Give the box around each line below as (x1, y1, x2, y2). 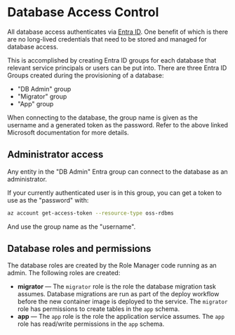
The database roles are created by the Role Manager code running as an (7, 261, 217, 270)
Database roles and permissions (7, 243, 152, 255)
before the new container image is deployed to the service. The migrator (17, 297, 228, 306)
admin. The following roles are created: (7, 269, 121, 277)
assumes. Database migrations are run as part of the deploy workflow (17, 290, 220, 298)
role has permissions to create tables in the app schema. (17, 305, 180, 313)
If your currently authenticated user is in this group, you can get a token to (7, 188, 222, 197)
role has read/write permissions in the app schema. (17, 320, 165, 328)
